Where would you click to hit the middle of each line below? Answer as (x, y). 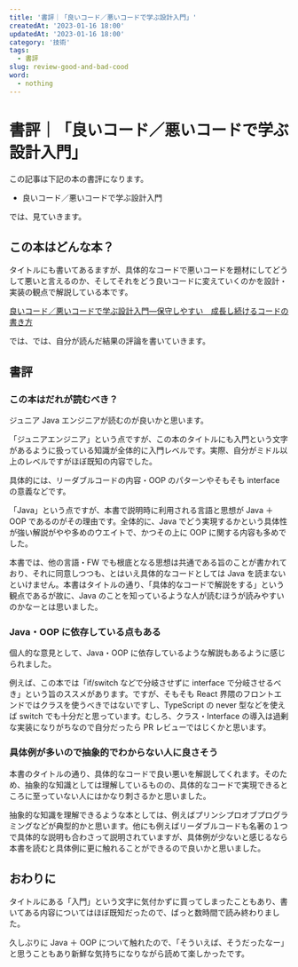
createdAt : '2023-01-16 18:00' (67, 26)
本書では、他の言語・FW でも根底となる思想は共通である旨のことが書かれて (149, 563)
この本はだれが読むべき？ (63, 399)
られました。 (32, 664)
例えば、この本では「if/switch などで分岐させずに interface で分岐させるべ (145, 683)
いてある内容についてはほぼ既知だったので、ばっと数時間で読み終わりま (141, 913)
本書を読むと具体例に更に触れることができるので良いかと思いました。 (137, 848)
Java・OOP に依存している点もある (85, 631)
